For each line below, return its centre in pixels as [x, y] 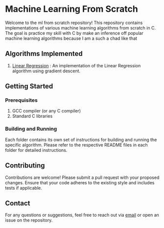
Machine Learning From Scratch [71, 9]
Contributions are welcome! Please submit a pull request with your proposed [82, 177]
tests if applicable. [24, 188]
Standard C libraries [32, 116]
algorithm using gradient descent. [46, 71]
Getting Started [29, 86]
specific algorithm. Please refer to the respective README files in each [76, 145]
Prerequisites [21, 100]
